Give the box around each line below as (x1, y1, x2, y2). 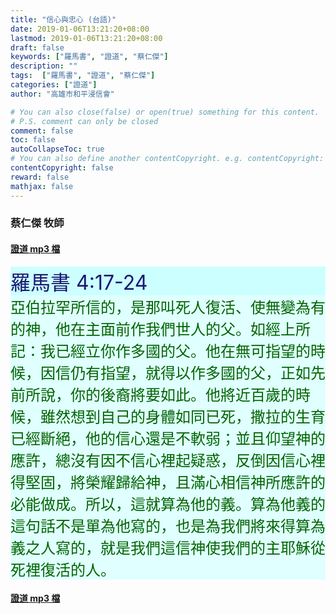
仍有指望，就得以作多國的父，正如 (69, 363, 311, 383)
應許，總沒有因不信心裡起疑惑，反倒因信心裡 (10, 451, 326, 470)
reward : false (10, 172, 70, 182)
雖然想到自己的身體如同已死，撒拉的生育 (39, 407, 326, 426)
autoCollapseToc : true (10, 144, 105, 155)
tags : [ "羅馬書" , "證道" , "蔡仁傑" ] (10, 71, 156, 81)
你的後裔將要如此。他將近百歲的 (69, 385, 296, 405)
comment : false (10, 126, 74, 136)
